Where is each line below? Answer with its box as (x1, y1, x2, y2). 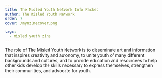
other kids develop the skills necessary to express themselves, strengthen (5, 62, 153, 68)
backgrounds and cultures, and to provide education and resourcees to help (5, 58, 157, 63)
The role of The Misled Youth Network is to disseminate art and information (5, 47, 156, 53)
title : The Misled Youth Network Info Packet (5, 7, 98, 12)
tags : (5, 30, 16, 34)
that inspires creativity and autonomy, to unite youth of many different (5, 52, 145, 58)
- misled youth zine (9, 34, 51, 39)
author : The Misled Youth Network (5, 12, 75, 16)
